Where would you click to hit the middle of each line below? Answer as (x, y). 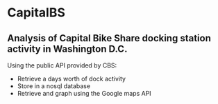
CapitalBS (36, 13)
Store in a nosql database (54, 86)
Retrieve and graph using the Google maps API (84, 93)
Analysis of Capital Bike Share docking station (109, 38)
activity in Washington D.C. (67, 49)
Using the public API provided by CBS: (62, 65)
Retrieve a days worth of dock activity (72, 79)
